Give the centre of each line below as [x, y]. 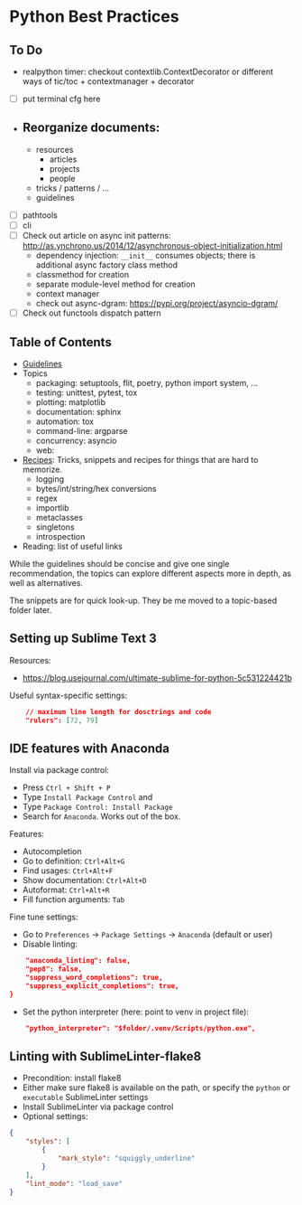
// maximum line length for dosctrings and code [119, 711]
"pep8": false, [54, 969]
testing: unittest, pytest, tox [87, 392]
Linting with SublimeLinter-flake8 [105, 1056]
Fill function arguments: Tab [73, 899]
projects [64, 168]
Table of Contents [61, 342]
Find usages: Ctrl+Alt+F [68, 871]
